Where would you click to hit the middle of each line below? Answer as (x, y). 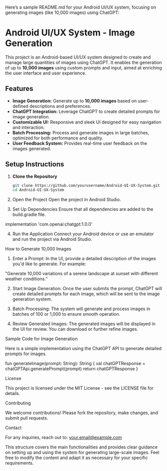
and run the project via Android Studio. (52, 239)
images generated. (32, 148)
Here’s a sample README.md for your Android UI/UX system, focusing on (81, 7)
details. (13, 394)
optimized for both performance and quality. (58, 138)
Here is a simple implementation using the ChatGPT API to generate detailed (83, 349)
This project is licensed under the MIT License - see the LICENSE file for (79, 388)
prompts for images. (26, 354)
